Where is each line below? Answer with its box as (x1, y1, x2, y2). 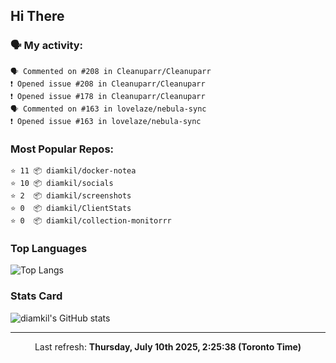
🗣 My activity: (10, 39, 84, 53)
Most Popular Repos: (10, 142, 115, 156)
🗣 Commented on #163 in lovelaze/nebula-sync (10, 104, 207, 114)
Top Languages (10, 241, 88, 255)
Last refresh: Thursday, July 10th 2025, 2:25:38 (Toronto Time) (34, 340, 302, 353)
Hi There (10, 8, 65, 25)
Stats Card (10, 289, 63, 303)
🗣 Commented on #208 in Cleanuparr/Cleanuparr (10, 66, 212, 76)
